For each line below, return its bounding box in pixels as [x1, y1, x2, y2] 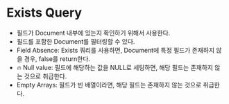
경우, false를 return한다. [24, 54, 91, 63]
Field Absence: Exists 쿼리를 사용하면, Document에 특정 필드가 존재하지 [16, 46, 215, 54]
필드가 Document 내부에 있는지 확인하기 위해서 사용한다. [16, 28, 171, 37]
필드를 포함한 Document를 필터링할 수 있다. [16, 37, 135, 46]
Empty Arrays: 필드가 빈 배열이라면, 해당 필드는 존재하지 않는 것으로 [16, 80, 202, 89]
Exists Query [6, 5, 83, 21]
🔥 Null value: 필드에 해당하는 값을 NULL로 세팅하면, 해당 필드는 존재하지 [16, 63, 213, 71]
